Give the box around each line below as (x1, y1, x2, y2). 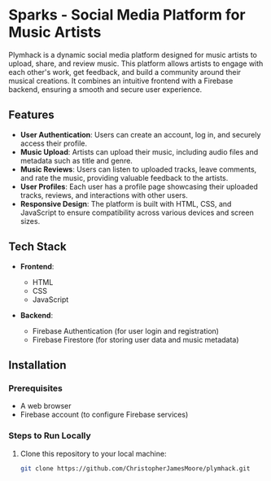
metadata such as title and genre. (20, 155, 133, 165)
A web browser (20, 401, 72, 411)
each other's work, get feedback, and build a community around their (8, 67, 242, 77)
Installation (8, 358, 67, 372)
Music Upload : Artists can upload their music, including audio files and (20, 146, 259, 156)
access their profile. (20, 138, 88, 148)
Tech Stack (8, 240, 67, 254)
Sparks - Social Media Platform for (8, 6, 246, 24)
